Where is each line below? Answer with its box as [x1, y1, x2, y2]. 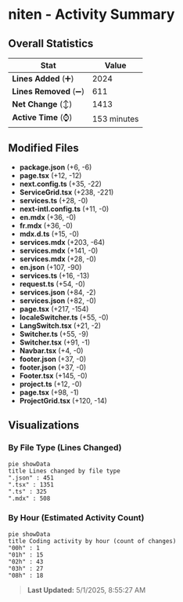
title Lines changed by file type [8, 467, 121, 475]
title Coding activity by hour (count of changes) [8, 537, 177, 545]
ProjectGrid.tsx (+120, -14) [19, 396, 108, 405]
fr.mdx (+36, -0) [19, 221, 73, 230]
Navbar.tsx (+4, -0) [19, 345, 84, 355]
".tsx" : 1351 [8, 480, 55, 488]
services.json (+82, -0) [19, 296, 96, 305]
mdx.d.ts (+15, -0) [19, 229, 80, 239]
